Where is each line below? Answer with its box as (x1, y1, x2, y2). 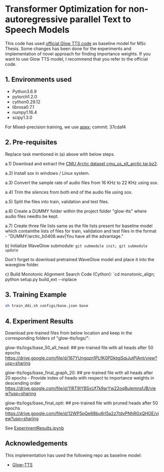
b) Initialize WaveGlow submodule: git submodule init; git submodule (5, 242, 148, 248)
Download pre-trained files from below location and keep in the (5, 330, 133, 336)
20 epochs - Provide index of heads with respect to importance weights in (5, 375, 155, 381)
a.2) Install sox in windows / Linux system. (5, 170, 90, 176)
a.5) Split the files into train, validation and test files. (5, 198, 109, 204)
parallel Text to (69, 14, 131, 25)
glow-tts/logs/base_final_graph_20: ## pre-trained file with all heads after (5, 370, 153, 376)
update (5, 248, 19, 253)
